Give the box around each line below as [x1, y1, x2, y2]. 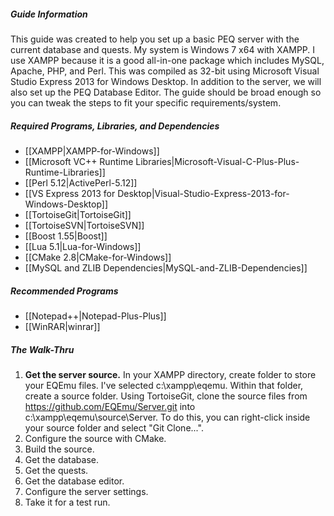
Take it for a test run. [24, 496, 111, 508]
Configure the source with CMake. [24, 432, 167, 444]
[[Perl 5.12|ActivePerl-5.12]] [24, 176, 138, 189]
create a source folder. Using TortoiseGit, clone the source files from [24, 390, 308, 402]
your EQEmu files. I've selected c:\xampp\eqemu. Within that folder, [24, 379, 304, 391]
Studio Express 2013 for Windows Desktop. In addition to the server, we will [10, 75, 322, 87]
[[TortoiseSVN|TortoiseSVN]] [24, 219, 145, 231]
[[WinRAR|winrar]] [24, 320, 101, 332]
